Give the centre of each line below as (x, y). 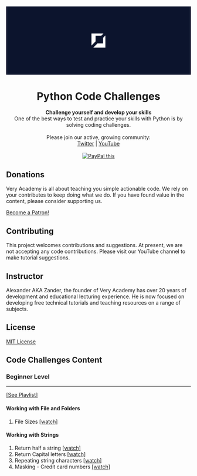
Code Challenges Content (54, 360)
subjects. (17, 309)
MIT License (21, 342)
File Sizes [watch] (36, 421)
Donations (26, 175)
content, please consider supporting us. (54, 201)
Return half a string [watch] (47, 448)
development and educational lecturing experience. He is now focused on (95, 296)
